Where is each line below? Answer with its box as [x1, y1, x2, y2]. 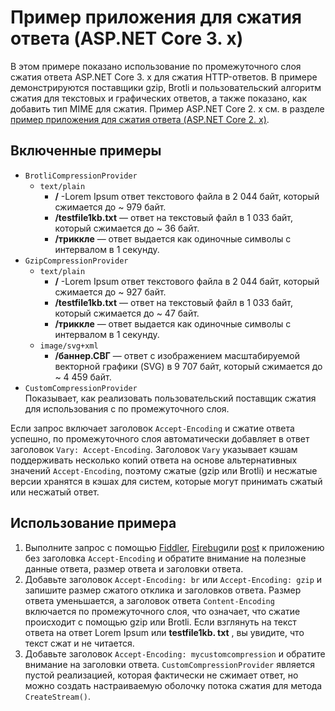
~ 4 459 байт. [54, 371, 112, 383]
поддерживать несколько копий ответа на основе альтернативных [10, 454, 298, 466]
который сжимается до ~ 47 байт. [54, 307, 200, 319]
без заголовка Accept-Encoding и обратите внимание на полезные [24, 552, 307, 564]
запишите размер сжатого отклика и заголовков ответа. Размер [24, 584, 302, 596]
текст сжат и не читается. [24, 637, 135, 649]
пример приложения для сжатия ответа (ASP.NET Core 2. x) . [10, 113, 270, 125]
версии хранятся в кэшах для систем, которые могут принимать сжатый [10, 475, 323, 487]
